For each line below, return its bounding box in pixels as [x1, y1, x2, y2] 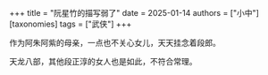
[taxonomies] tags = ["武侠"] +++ [9, 19, 132, 29]
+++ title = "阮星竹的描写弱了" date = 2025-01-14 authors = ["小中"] [9, 8, 259, 18]
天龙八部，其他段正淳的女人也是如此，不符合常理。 [9, 56, 197, 66]
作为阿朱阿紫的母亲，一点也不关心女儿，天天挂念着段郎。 [9, 38, 221, 48]
